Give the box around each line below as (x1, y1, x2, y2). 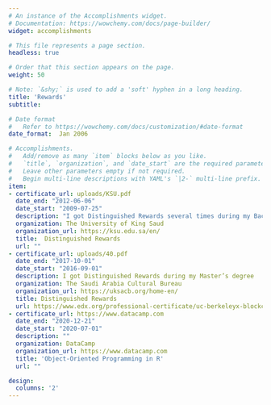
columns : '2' (15, 384, 60, 392)
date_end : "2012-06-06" (15, 197, 95, 206)
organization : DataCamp (15, 340, 95, 348)
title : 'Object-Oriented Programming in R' (15, 354, 164, 363)
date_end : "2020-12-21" (15, 317, 95, 325)
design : (8, 377, 35, 385)
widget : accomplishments (8, 27, 92, 35)
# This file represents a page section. (8, 41, 147, 49)
